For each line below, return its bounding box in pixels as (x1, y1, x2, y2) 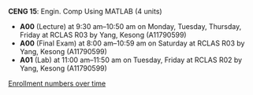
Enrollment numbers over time (8, 79, 106, 88)
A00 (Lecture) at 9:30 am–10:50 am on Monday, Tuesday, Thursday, (19, 22, 242, 31)
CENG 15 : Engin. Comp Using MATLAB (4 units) (8, 7, 163, 16)
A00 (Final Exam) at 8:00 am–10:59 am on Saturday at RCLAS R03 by (19, 38, 245, 48)
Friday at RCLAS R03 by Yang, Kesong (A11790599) (19, 31, 187, 39)
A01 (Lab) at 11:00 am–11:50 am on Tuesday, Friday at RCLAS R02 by (19, 55, 243, 64)
